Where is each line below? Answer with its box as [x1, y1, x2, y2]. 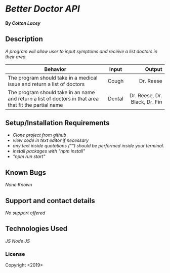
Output [145, 65, 162, 72]
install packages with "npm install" [12, 148, 86, 154]
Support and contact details [5, 196, 95, 205]
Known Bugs [5, 168, 47, 177]
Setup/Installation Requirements [5, 119, 110, 127]
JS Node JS [5, 238, 30, 244]
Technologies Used [5, 224, 67, 233]
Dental [108, 95, 124, 102]
